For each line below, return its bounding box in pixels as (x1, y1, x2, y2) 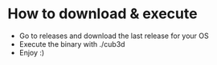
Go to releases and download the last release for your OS (18, 31, 210, 40)
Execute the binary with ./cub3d (18, 39, 125, 48)
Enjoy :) (18, 48, 45, 57)
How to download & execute (7, 5, 198, 23)
